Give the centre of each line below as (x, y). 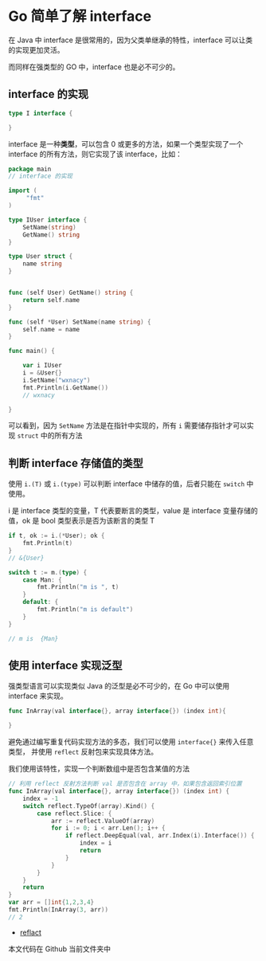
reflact (31, 932)
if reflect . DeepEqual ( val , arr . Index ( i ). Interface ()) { (160, 836)
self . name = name (51, 329)
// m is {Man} (33, 638)
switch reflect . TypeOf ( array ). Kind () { (89, 806)
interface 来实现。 (38, 696)
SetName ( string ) (50, 227)
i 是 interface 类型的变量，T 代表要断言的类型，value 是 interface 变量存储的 (133, 511)
